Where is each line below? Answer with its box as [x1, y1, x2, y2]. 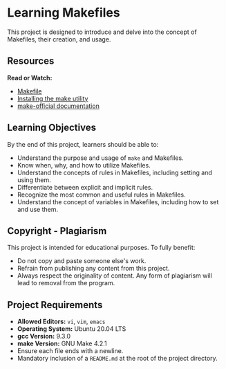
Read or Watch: [7, 73, 53, 82]
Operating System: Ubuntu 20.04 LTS [17, 325, 126, 333]
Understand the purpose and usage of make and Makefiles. [17, 154, 185, 162]
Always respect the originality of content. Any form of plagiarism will [17, 271, 212, 280]
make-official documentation [17, 102, 100, 110]
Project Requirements [7, 299, 103, 311]
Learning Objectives [7, 122, 97, 134]
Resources [7, 55, 55, 67]
